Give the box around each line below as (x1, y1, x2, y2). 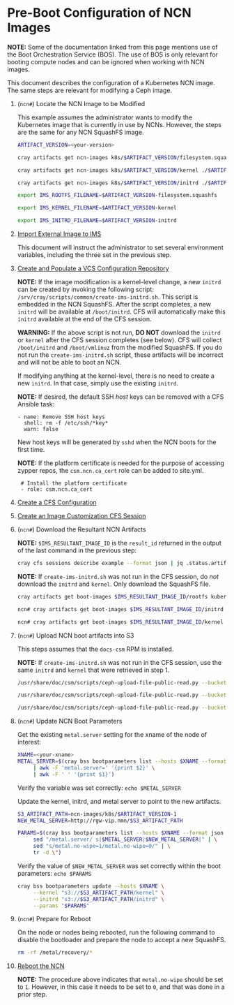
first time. (17, 446, 45, 454)
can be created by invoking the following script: (17, 285, 155, 294)
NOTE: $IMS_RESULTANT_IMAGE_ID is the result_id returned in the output (17, 539, 221, 548)
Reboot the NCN (17, 962, 65, 970)
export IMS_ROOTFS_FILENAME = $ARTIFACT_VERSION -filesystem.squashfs (17, 192, 218, 199)
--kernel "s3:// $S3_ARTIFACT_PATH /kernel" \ (33, 889, 165, 896)
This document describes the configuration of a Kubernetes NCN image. (7, 78, 215, 87)
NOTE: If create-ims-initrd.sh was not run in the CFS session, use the (17, 658, 221, 666)
